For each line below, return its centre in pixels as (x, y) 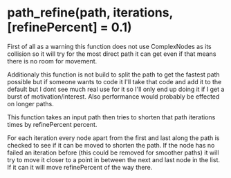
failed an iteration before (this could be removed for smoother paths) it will (113, 152)
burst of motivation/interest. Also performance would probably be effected (113, 96)
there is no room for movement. (52, 61)
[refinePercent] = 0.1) (70, 27)
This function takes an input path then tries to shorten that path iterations (111, 117)
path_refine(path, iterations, (90, 13)
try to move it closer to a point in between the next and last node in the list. (113, 159)
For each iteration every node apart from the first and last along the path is (113, 138)
